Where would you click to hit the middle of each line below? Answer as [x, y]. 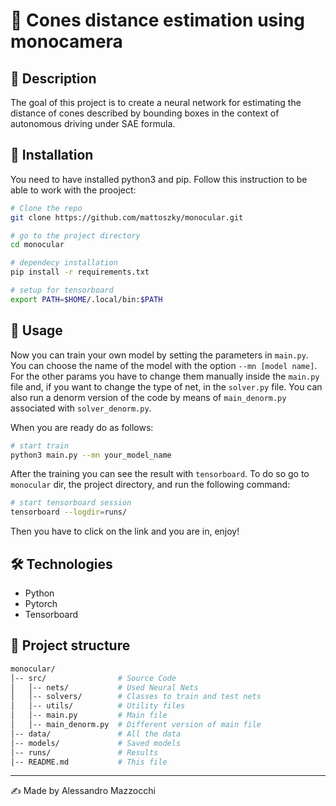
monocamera [66, 41]
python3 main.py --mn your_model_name [91, 455]
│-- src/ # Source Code [93, 678]
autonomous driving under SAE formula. [93, 123]
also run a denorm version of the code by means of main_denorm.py [148, 397]
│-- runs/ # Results [84, 752]
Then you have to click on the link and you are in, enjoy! [125, 531]
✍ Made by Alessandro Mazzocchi [83, 791]
